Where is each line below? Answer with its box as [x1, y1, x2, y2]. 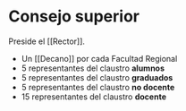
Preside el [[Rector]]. [8, 36, 86, 47]
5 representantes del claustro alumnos [21, 63, 165, 73]
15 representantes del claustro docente [21, 91, 167, 102]
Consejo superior [8, 6, 140, 27]
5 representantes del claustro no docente [21, 81, 175, 92]
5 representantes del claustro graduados [21, 72, 173, 82]
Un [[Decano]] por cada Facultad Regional [21, 53, 178, 64]
